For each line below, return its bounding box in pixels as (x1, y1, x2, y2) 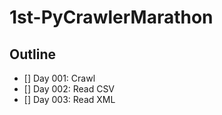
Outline (9, 46, 56, 63)
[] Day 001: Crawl (23, 72, 96, 84)
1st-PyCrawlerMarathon (9, 6, 214, 29)
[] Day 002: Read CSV (23, 83, 116, 95)
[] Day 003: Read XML (23, 94, 116, 105)
